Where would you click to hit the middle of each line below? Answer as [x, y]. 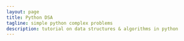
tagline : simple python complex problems [60, 23]
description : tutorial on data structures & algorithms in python [92, 29]
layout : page [23, 12]
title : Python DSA [30, 17]
